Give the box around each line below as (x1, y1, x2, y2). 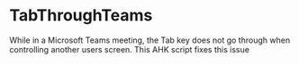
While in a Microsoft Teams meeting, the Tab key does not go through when (9, 35, 291, 45)
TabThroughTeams (9, 5, 153, 26)
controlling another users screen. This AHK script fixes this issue (9, 44, 250, 54)
